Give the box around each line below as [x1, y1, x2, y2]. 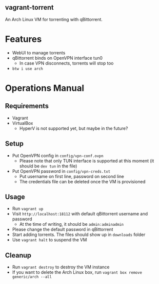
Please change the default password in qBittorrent [12, 227, 113, 233]
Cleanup [5, 251, 32, 260]
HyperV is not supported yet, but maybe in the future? [19, 125, 128, 131]
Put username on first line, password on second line [19, 173, 124, 179]
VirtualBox [12, 120, 33, 126]
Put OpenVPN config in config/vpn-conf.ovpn [12, 152, 104, 158]
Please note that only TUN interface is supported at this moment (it [19, 158, 155, 164]
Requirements [5, 102, 49, 110]
